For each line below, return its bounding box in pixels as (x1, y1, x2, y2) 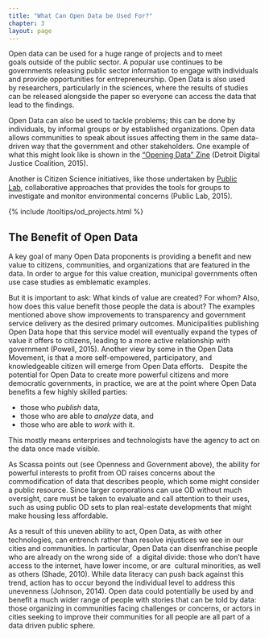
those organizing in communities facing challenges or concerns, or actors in (8, 603, 261, 613)
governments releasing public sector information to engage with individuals (8, 66, 259, 76)
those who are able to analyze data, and (19, 412, 155, 421)
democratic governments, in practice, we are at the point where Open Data (8, 379, 257, 388)
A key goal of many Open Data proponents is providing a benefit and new (8, 251, 252, 262)
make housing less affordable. (8, 511, 109, 520)
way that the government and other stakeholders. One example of (31, 142, 250, 151)
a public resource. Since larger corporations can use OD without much (8, 485, 242, 495)
